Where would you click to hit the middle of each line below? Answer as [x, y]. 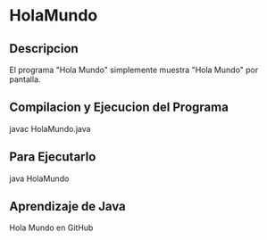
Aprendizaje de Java [68, 207]
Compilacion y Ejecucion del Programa [119, 108]
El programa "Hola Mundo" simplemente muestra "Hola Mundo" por [134, 70]
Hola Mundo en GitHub [51, 228]
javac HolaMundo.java [50, 128]
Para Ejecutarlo [53, 157]
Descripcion [44, 49]
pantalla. [25, 79]
